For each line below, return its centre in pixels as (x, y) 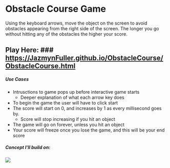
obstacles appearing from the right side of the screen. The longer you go (82, 28)
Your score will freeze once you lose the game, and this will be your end (89, 130)
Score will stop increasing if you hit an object (68, 119)
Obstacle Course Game (56, 9)
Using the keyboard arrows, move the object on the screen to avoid (76, 23)
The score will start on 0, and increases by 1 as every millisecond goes (87, 109)
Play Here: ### (29, 50)
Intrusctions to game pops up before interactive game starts (76, 92)
